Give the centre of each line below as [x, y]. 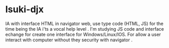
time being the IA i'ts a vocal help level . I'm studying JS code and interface [85, 29]
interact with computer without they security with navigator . [69, 40]
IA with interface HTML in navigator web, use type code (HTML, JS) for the [84, 23]
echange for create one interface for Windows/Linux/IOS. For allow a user [83, 34]
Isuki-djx [25, 9]
